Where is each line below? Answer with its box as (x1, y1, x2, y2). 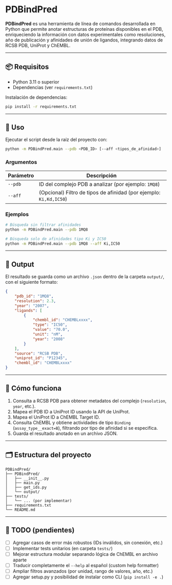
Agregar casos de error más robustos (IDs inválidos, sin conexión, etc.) (12, 539, 163, 546)
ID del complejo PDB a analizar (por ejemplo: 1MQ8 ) (38, 180, 160, 187)
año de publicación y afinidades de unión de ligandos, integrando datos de (5, 37, 163, 43)
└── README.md (5, 507, 36, 512)
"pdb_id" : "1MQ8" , (14, 294, 54, 299)
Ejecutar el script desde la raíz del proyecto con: (5, 137, 107, 143)
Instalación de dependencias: (5, 94, 68, 100)
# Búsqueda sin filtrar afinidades (5, 222, 81, 227)
